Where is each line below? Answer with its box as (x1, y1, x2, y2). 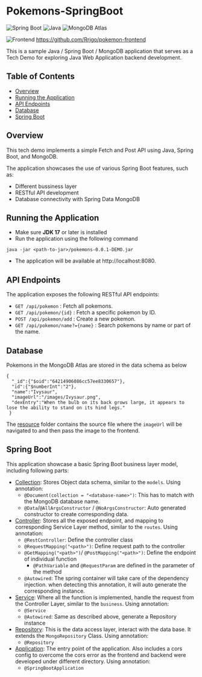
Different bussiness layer (14, 183, 77, 190)
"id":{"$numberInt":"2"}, (11, 384, 77, 390)
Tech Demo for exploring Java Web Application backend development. (6, 54, 182, 61)
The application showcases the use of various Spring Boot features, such (6, 164, 189, 172)
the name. (14, 328, 40, 335)
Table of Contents (6, 71, 75, 82)
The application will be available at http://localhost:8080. (14, 257, 156, 264)
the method (33, 568, 62, 575)
